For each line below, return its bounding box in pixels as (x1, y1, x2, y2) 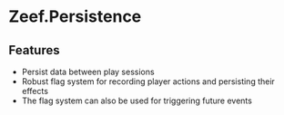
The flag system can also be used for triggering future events (21, 95, 252, 106)
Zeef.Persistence (8, 6, 142, 27)
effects (21, 86, 49, 96)
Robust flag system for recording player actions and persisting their (21, 76, 275, 87)
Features (8, 43, 60, 58)
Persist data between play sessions (21, 66, 156, 77)
